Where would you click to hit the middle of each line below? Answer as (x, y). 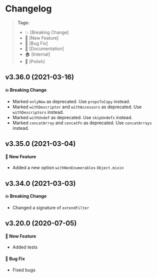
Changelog (28, 9)
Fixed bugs (24, 270)
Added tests (25, 247)
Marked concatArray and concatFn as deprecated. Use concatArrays (82, 123)
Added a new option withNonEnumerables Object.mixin (68, 168)
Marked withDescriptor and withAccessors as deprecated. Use (77, 107)
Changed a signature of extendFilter (51, 207)
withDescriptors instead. (38, 112)
